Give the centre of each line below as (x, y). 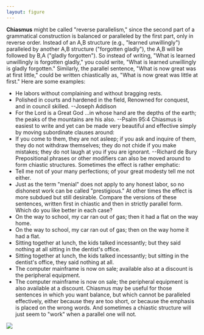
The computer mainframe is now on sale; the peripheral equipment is (102, 281)
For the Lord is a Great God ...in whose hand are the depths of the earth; (106, 112)
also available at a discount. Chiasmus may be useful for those (93, 288)
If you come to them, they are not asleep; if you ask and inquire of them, (106, 139)
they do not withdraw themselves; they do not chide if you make (96, 145)
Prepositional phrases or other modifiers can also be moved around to (103, 158)
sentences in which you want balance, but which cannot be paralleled (103, 295)
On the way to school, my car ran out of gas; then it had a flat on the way (107, 216)
